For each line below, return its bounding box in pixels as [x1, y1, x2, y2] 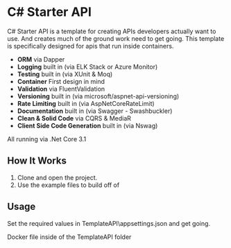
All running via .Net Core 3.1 [7, 134, 87, 143]
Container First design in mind [17, 77, 105, 85]
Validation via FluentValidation [17, 85, 105, 93]
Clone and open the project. [17, 173, 98, 181]
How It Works [7, 155, 67, 167]
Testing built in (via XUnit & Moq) [17, 70, 113, 78]
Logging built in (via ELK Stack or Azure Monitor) [17, 62, 158, 71]
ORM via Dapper [17, 55, 65, 63]
